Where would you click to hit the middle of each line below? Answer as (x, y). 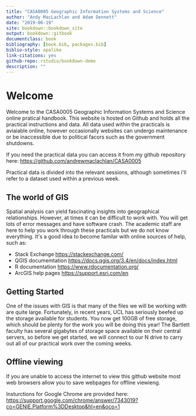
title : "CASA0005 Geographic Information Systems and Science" (85, 12)
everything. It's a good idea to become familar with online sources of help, (96, 237)
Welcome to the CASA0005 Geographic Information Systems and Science (96, 112)
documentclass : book (31, 39)
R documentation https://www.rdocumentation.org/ (77, 267)
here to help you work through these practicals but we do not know (88, 230)
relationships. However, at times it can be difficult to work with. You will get (97, 218)
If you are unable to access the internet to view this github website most (94, 376)
